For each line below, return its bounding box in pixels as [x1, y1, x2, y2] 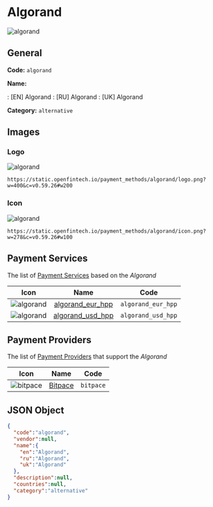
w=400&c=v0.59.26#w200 [7, 182, 73, 190]
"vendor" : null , [13, 435, 58, 442]
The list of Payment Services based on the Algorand [7, 271, 157, 279]
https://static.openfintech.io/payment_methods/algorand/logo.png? [7, 176, 207, 183]
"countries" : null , [13, 481, 67, 488]
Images [7, 126, 40, 138]
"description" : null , [13, 474, 73, 481]
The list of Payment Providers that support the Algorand [7, 352, 167, 361]
